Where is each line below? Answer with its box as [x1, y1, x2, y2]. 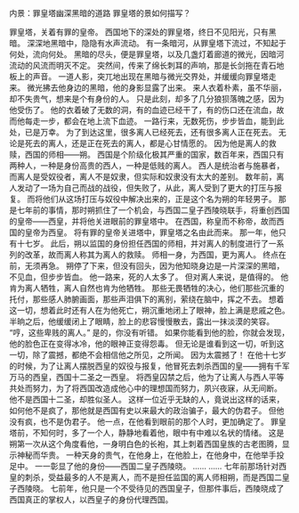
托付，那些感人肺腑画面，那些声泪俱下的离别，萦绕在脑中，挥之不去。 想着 [9, 294, 285, 305]
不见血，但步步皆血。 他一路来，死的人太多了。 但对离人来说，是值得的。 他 [9, 272, 289, 282]
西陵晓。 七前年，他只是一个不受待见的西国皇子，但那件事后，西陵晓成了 [16, 484, 285, 493]
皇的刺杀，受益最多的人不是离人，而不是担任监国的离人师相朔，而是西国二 [9, 472, 282, 483]
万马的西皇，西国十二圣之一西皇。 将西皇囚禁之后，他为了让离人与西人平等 [9, 372, 285, 382]
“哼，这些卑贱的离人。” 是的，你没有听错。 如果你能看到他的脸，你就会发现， [9, 328, 290, 338]
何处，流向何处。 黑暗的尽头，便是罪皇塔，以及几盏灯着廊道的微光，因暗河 [9, 49, 285, 60]
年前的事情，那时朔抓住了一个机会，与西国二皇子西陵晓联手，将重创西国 [24, 205, 290, 216]
